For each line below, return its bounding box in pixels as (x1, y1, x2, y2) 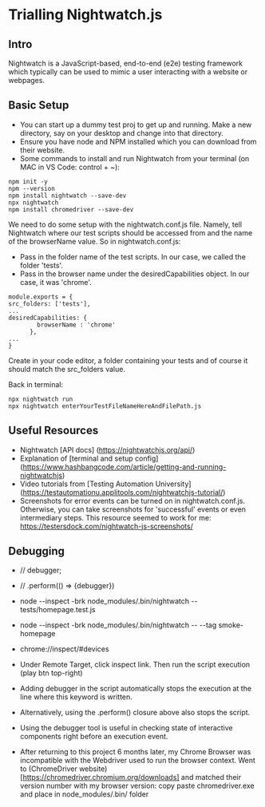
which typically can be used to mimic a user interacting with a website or (8, 67, 248, 77)
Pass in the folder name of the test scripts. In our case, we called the (19, 251, 246, 261)
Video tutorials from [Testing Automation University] (19, 479, 192, 489)
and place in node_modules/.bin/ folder (19, 789, 149, 799)
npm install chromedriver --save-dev (8, 205, 134, 213)
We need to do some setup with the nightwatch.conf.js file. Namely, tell (8, 220, 242, 229)
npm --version (8, 184, 56, 192)
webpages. (8, 76, 45, 85)
